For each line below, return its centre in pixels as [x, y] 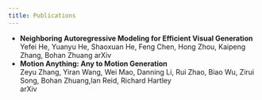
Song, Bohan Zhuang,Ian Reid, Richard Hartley [96, 80]
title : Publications [42, 15]
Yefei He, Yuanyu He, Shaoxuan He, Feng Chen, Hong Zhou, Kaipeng [133, 46]
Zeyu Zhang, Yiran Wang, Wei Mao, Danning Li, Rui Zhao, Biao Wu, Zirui [137, 71]
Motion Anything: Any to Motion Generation [94, 63]
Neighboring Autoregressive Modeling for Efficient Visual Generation [136, 38]
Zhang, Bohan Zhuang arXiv [65, 55]
